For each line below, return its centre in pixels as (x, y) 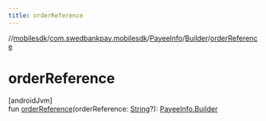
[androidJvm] (31, 100)
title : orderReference (46, 15)
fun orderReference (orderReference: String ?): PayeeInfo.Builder (113, 108)
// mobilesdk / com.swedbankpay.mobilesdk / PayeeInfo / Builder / (110, 38)
